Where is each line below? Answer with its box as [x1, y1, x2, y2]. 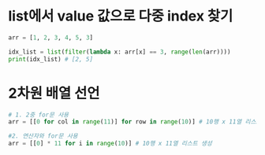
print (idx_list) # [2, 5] [8, 55, 93, 63]
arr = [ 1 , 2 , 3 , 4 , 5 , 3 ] [8, 33, 93, 42]
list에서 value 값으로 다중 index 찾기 [8, 7, 233, 25]
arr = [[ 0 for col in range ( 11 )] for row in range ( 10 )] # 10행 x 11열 [8, 118, 242, 126]
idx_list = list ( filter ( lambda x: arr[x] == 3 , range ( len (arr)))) [8, 48, 231, 56]
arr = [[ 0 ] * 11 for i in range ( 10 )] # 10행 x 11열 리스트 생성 [8, 139, 213, 148]
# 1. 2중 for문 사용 [8, 111, 69, 119]
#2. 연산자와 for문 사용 [8, 132, 79, 140]
